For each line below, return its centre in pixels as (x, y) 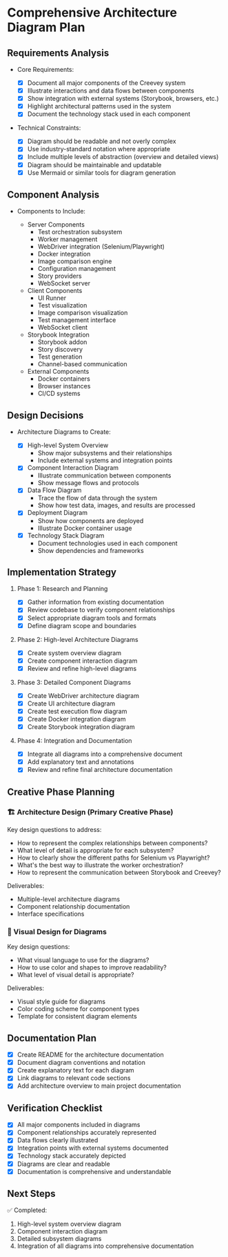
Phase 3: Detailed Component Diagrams (74, 682)
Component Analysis (53, 195)
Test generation (60, 357)
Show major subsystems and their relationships (105, 453)
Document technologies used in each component (107, 543)
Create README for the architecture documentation (90, 1055)
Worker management (68, 239)
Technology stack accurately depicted (71, 1156)
